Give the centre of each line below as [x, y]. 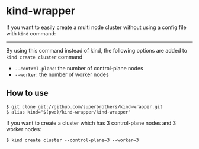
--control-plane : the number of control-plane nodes [79, 68]
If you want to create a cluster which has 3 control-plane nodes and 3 [91, 123]
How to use [27, 93]
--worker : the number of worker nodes [62, 74]
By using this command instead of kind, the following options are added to [97, 50]
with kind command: [31, 33]
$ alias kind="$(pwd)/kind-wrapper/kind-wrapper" [69, 112]
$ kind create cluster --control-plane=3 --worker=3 [73, 140]
